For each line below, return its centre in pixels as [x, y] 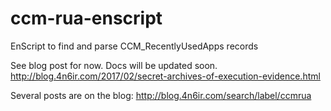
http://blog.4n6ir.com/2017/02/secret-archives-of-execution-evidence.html [165, 76]
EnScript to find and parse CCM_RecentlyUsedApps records [134, 46]
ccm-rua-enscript [86, 18]
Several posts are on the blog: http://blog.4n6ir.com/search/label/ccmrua [161, 95]
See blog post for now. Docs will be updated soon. [114, 65]
